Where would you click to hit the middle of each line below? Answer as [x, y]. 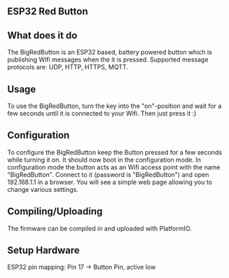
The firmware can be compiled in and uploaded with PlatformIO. [99, 228]
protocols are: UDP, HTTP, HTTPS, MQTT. [68, 67]
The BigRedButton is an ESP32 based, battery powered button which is [110, 53]
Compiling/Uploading [55, 212]
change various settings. [43, 189]
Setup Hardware [43, 250]
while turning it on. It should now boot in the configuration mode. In [104, 160]
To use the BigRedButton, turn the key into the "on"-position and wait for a [114, 106]
